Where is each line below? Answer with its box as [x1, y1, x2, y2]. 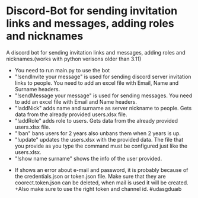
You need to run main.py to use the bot [14, 66, 110, 74]
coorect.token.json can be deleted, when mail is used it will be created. [14, 179, 189, 186]
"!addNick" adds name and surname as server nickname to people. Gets [14, 104, 192, 111]
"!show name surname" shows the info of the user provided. [14, 155, 162, 162]
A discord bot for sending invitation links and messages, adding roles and [6, 49, 186, 56]
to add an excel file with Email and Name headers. [14, 98, 138, 105]
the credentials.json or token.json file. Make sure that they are [14, 173, 166, 180]
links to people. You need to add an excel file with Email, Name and [14, 79, 179, 87]
